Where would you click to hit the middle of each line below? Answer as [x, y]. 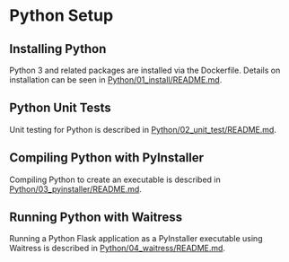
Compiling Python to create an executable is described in [115, 179]
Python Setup [61, 16]
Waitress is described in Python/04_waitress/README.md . [118, 249]
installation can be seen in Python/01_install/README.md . [116, 80]
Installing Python [58, 49]
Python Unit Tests [61, 108]
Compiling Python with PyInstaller [107, 158]
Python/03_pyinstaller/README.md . [75, 188]
